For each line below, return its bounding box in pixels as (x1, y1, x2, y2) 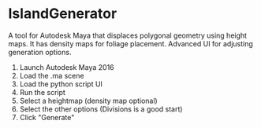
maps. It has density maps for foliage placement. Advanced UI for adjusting (8, 38, 254, 48)
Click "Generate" (19, 112, 75, 122)
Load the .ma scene (19, 71, 84, 80)
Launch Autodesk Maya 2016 (19, 62, 114, 71)
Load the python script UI (19, 79, 103, 89)
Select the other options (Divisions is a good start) (19, 104, 183, 114)
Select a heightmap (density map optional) (19, 96, 158, 105)
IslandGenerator (8, 5, 117, 23)
